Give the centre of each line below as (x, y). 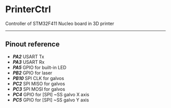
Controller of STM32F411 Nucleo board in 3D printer (60, 23)
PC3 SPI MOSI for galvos (39, 89)
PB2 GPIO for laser (32, 73)
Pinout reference (33, 44)
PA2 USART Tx (28, 57)
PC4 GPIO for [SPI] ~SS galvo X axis (51, 94)
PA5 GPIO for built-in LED (39, 67)
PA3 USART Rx (28, 62)
